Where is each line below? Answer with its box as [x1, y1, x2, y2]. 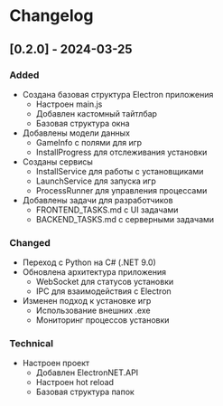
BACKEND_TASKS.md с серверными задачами [35, 213, 215, 224]
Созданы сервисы [22, 156, 93, 167]
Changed [9, 236, 51, 249]
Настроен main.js [35, 99, 103, 109]
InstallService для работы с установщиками [35, 165, 204, 176]
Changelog [9, 5, 94, 26]
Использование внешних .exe [35, 305, 151, 316]
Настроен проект [22, 358, 90, 369]
